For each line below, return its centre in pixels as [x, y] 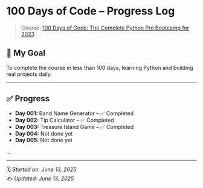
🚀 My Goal [26, 53]
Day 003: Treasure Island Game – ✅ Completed [74, 127]
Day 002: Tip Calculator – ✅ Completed [64, 120]
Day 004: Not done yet [44, 133]
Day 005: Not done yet [43, 140]
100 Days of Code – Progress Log [91, 11]
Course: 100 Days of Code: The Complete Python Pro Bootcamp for [105, 28]
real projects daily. [29, 74]
